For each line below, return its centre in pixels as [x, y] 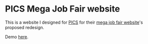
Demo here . [17, 37]
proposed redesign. [25, 27]
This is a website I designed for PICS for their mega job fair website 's [74, 22]
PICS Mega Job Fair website [63, 9]
